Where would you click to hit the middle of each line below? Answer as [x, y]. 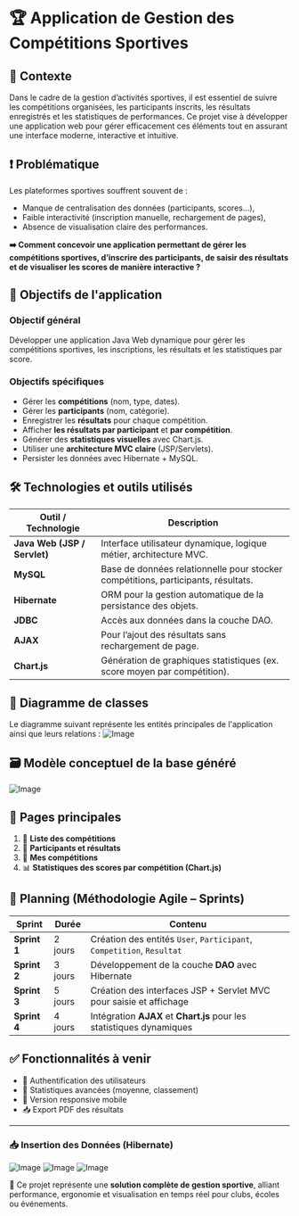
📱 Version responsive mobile [74, 1099]
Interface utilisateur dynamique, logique [184, 543]
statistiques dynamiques [141, 1027]
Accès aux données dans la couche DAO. [187, 620]
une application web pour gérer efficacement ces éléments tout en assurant [148, 126]
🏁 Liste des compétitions [69, 839]
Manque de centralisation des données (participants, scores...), [138, 208]
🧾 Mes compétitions [60, 857]
